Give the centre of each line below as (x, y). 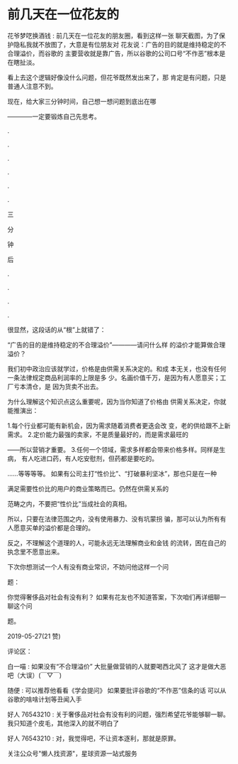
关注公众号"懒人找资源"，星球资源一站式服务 (73, 753)
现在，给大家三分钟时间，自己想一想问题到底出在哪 (82, 101)
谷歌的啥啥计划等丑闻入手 (45, 699)
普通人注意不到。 (32, 86)
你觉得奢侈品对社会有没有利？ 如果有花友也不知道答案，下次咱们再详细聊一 (117, 597)
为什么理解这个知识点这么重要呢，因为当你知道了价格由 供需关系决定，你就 (117, 402)
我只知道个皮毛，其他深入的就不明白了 (63, 723)
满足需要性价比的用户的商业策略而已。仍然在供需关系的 (88, 488)
